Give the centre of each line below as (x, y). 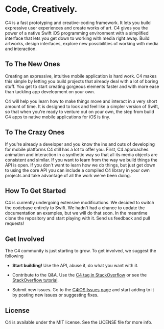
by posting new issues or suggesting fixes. (55, 295)
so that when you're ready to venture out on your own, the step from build (80, 111)
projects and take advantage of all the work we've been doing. (68, 175)
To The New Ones (33, 64)
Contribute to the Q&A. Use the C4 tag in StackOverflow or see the (79, 275)
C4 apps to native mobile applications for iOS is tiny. (58, 117)
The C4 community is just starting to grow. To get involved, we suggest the (81, 251)
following (14, 256)
